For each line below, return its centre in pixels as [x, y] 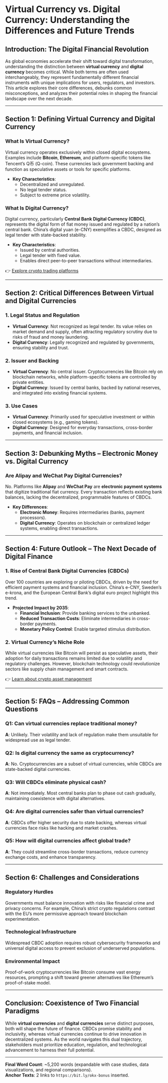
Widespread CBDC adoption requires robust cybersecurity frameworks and [83, 943]
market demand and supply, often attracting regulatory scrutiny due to [85, 331]
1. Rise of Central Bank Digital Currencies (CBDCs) [67, 571]
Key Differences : [30, 507]
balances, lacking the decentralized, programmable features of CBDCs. [78, 497]
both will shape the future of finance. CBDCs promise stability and [73, 1028]
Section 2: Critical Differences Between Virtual [79, 293]
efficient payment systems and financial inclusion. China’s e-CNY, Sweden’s [83, 587]
